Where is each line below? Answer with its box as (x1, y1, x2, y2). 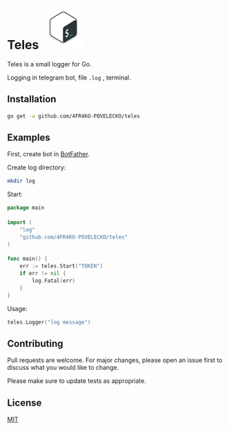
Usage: (7, 304, 28, 312)
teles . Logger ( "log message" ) (7, 319, 91, 326)
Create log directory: (7, 163, 66, 171)
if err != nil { (19, 270, 67, 277)
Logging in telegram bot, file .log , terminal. (7, 73, 131, 82)
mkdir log (7, 178, 36, 185)
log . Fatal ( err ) (32, 277, 76, 285)
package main (7, 205, 45, 212)
